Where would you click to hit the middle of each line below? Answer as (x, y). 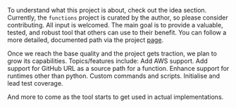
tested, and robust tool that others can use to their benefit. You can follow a (117, 32)
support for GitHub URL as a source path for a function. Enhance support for (118, 68)
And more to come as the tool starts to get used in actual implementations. (116, 97)
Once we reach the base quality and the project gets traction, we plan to (112, 53)
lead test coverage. (35, 83)
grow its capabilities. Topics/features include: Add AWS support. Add (107, 61)
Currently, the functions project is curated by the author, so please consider (118, 18)
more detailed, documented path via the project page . (86, 40)
